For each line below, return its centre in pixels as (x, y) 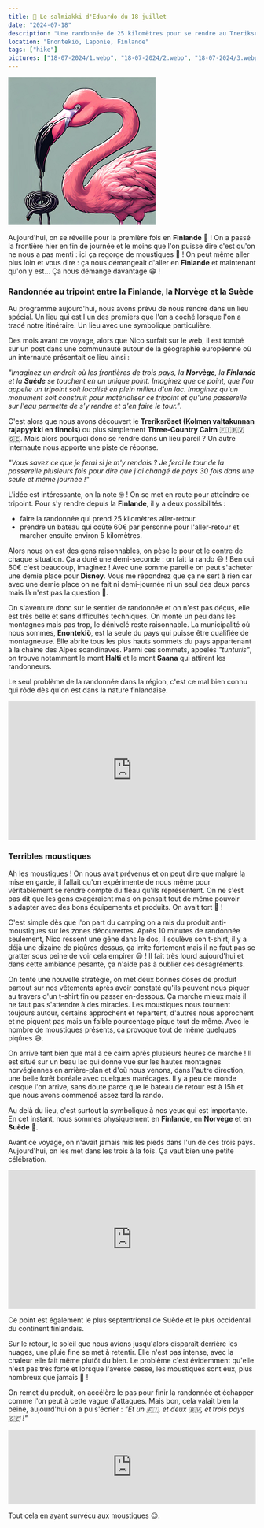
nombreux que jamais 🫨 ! (48, 1378)
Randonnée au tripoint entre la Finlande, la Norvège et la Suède (131, 291)
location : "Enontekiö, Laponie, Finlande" (79, 42)
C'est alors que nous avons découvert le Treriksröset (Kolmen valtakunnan (132, 421)
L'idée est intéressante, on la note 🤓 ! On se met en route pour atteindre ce (129, 495)
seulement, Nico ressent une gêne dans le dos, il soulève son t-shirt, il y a (128, 939)
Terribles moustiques (50, 856)
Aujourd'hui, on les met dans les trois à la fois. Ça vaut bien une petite (121, 1151)
